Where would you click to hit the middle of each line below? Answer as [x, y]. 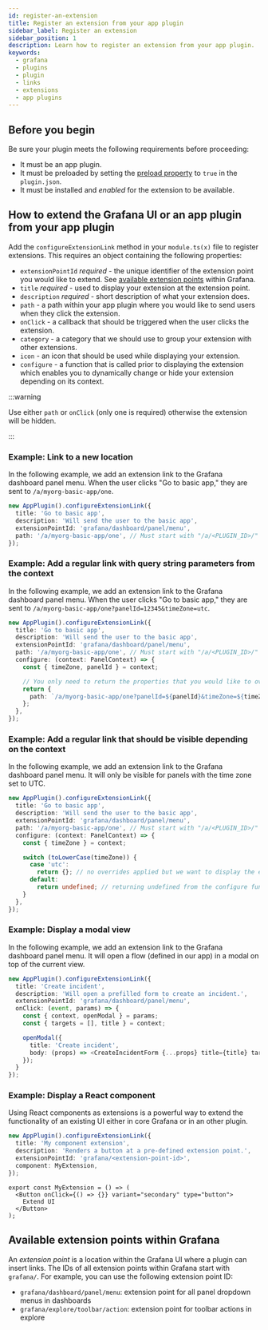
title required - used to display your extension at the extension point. [135, 288]
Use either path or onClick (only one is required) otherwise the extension [128, 412]
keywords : [25, 53]
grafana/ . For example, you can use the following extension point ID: [121, 1276]
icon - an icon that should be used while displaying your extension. [130, 356]
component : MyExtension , [57, 1165]
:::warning [25, 396]
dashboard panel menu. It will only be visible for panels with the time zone [130, 775]
